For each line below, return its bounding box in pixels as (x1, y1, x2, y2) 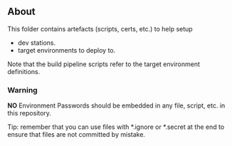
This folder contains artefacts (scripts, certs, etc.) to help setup (7, 24, 194, 33)
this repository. (7, 109, 52, 118)
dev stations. (17, 38, 56, 47)
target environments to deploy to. (17, 46, 116, 54)
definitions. (7, 67, 41, 75)
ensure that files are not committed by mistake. (7, 130, 146, 139)
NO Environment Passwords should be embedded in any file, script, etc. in (7, 101, 226, 110)
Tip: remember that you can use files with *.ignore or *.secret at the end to (7, 122, 225, 131)
